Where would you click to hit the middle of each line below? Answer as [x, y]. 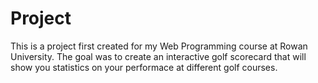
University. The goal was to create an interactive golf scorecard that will [158, 56]
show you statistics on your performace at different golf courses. [144, 67]
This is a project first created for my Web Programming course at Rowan [159, 46]
